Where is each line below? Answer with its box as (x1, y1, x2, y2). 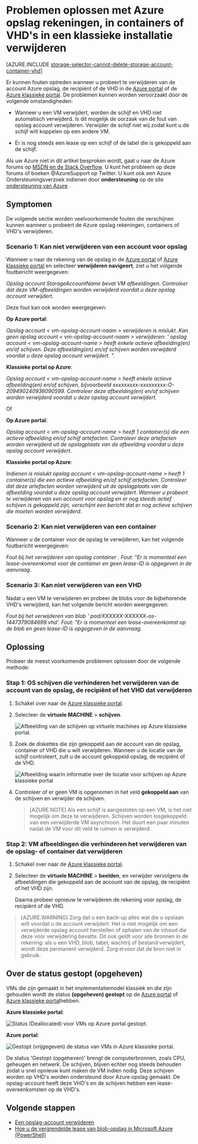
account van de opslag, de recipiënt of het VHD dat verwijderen (6, 686, 192, 694)
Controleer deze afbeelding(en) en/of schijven (67, 388, 180, 395)
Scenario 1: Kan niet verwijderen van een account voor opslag (6, 242, 187, 250)
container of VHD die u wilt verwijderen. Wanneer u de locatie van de (14, 746, 183, 753)
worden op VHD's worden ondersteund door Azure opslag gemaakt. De (6, 1073, 180, 1080)
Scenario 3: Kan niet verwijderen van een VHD (6, 581, 142, 589)
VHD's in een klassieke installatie (6, 29, 173, 42)
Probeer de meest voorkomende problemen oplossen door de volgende (6, 658, 181, 665)
